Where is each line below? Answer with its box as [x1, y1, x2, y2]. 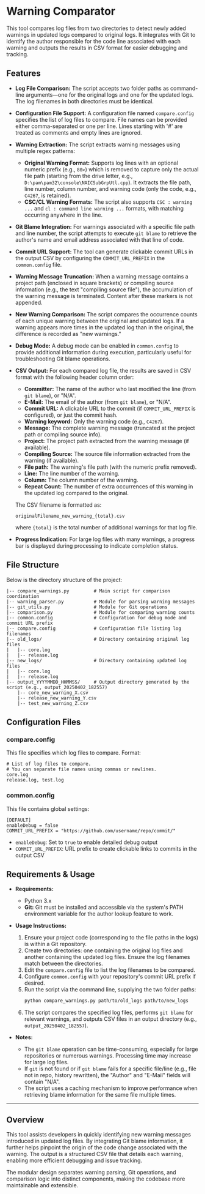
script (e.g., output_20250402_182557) [6, 684, 108, 690]
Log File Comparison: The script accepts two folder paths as [15, 84, 169, 92]
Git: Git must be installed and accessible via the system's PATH [24, 904, 184, 911]
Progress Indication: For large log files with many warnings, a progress [15, 535, 195, 543]
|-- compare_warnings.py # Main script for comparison [6, 588, 171, 594]
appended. [15, 299, 43, 306]
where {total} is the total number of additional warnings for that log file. [15, 523, 198, 531]
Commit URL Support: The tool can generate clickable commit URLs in [15, 248, 193, 255]
